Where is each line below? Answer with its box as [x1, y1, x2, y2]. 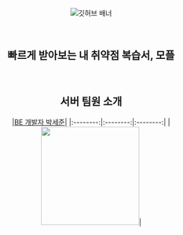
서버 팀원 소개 [60, 95, 123, 108]
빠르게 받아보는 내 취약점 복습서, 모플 [7, 49, 175, 62]
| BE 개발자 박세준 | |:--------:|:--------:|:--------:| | [12, 117, 170, 127]
